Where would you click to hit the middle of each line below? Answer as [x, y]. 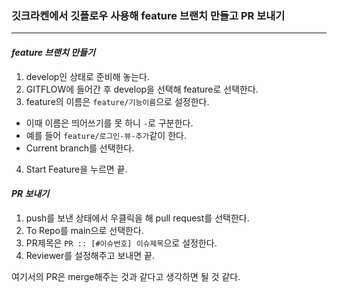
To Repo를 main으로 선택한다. [84, 230]
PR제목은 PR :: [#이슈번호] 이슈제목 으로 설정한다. [121, 243]
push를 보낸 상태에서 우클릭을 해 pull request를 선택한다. [137, 218]
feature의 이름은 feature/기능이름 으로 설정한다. [117, 101]
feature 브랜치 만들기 [53, 52]
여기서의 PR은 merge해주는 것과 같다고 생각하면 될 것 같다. [126, 276]
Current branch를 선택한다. [80, 148]
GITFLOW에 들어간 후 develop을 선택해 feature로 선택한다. [142, 89]
